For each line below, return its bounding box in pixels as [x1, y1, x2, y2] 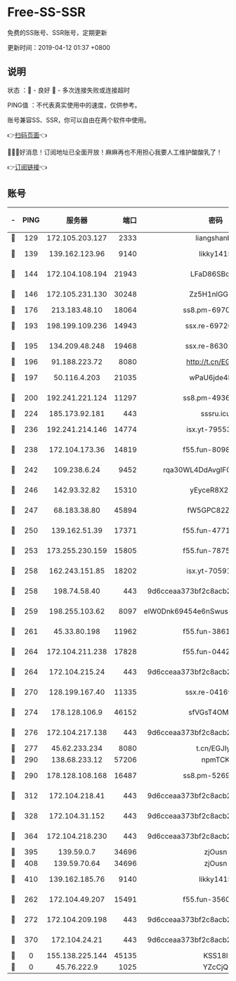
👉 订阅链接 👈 [7, 162, 48, 171]
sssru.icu [200, 408, 231, 418]
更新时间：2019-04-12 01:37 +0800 [7, 43, 111, 51]
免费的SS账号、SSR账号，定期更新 [7, 28, 107, 37]
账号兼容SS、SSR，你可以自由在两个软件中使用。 [7, 115, 150, 124]
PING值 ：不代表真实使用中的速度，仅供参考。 [7, 100, 141, 109]
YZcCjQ [202, 962, 229, 972]
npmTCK [201, 755, 230, 765]
